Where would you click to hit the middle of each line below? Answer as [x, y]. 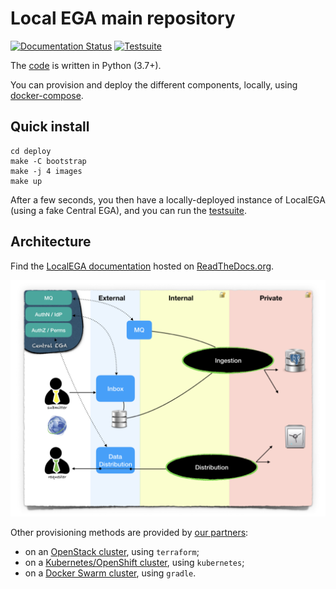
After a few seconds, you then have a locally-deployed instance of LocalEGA [168, 199]
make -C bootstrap [48, 161]
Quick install [50, 127]
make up [26, 181]
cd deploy [31, 151]
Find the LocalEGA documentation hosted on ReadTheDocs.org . [142, 266]
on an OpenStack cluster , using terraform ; [112, 551]
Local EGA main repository [123, 18]
